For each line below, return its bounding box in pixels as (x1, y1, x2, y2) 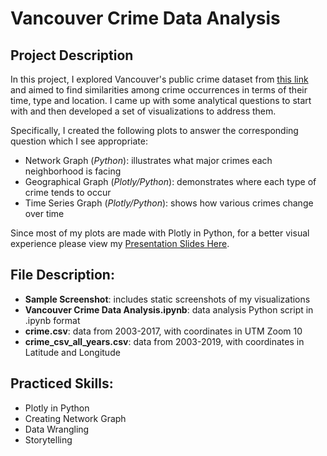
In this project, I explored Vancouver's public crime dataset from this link (10, 73, 309, 85)
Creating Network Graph (24, 412, 127, 424)
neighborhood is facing (24, 165, 122, 177)
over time (24, 208, 65, 219)
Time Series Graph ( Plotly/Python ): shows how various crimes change (24, 197, 314, 209)
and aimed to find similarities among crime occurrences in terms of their (10, 84, 308, 96)
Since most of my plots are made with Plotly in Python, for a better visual (10, 227, 310, 239)
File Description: (10, 267, 115, 284)
